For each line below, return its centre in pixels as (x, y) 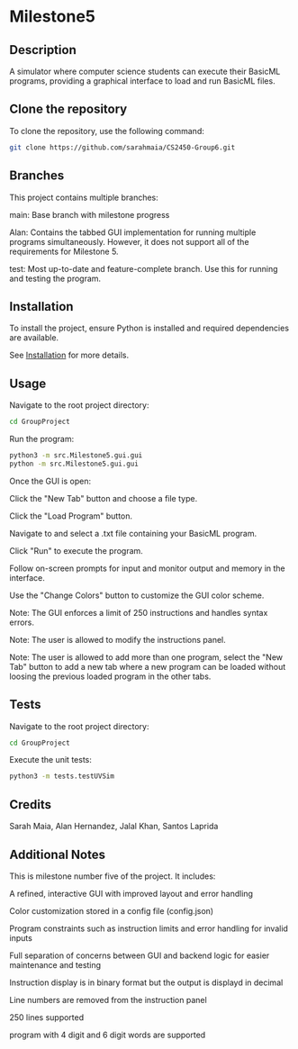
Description (43, 50)
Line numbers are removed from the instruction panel (108, 999)
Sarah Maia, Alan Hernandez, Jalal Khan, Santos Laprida (114, 827)
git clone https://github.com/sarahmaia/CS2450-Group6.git (122, 147)
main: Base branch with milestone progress (90, 214)
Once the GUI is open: (50, 481)
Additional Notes (58, 854)
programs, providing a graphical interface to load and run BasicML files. (143, 81)
